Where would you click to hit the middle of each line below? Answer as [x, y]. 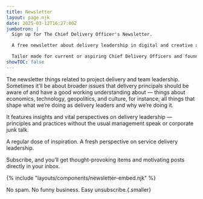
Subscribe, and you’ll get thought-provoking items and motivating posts [95, 160]
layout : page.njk [28, 18]
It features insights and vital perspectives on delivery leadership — [89, 116]
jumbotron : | [23, 29]
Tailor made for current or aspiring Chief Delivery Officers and [97, 56]
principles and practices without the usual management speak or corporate [100, 123]
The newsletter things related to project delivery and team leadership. [93, 79]
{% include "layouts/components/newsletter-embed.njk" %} [81, 178]
